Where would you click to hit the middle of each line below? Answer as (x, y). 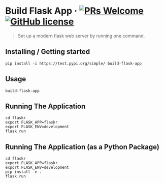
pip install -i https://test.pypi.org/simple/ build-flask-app (74, 64)
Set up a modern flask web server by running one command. (81, 36)
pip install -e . (24, 172)
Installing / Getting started (48, 52)
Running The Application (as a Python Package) (83, 147)
